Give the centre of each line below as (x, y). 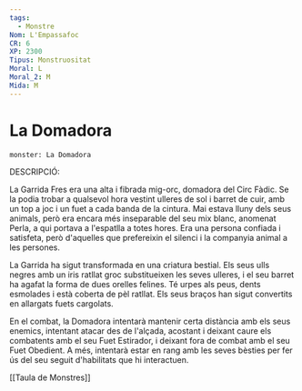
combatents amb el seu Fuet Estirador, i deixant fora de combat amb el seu (150, 340)
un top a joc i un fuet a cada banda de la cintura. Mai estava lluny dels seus (151, 208)
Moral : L (26, 69)
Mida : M (24, 85)
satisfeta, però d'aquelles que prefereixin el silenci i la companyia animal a (149, 237)
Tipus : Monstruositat (50, 60)
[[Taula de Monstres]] (50, 377)
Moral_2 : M (30, 77)
